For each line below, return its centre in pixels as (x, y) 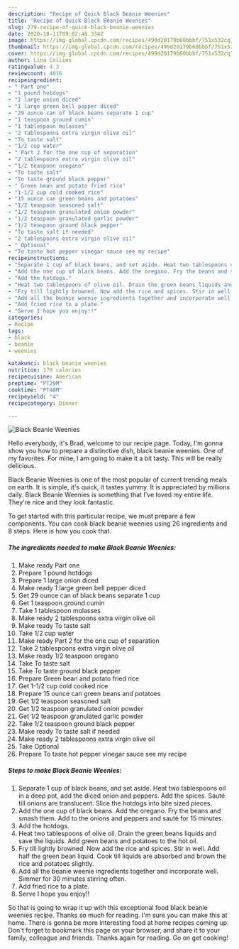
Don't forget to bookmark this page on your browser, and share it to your (114, 931)
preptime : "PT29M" (35, 384)
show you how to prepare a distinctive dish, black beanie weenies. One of (116, 451)
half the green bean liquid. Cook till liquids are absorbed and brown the (122, 856)
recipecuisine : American (45, 377)
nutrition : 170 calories (45, 370)
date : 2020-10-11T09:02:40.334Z (56, 34)
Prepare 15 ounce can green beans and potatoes (89, 694)
